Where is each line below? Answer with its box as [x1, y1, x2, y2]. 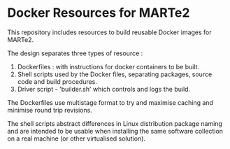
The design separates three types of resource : [7, 49, 143, 57]
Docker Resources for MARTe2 [7, 5, 190, 21]
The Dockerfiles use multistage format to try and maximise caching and [7, 98, 213, 106]
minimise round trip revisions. [7, 106, 92, 114]
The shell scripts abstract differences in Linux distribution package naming [7, 119, 222, 127]
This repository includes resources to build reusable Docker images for [7, 28, 212, 36]
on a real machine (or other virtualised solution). [7, 134, 145, 143]
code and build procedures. [17, 77, 98, 85]
